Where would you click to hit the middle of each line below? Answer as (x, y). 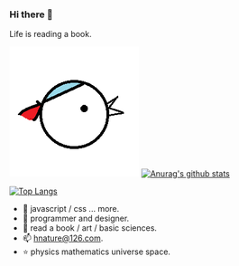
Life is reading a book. (51, 34)
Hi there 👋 (32, 14)
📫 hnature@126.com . (63, 238)
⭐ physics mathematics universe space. (97, 252)
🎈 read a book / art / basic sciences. (90, 228)
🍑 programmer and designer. (76, 218)
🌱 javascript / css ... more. (71, 209)
